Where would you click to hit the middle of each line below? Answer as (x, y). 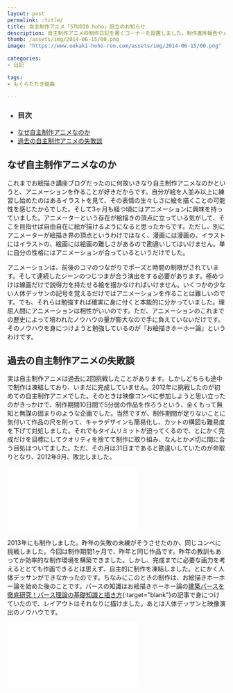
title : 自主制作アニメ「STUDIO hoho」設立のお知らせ (76, 26)
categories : (24, 59)
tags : (15, 77)
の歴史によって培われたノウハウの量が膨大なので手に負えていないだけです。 (116, 319)
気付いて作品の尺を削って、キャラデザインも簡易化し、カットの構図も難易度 (116, 422)
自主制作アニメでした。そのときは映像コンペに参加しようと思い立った (126, 396)
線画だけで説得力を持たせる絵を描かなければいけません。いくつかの (116, 284)
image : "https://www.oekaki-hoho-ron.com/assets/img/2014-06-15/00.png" (114, 46)
